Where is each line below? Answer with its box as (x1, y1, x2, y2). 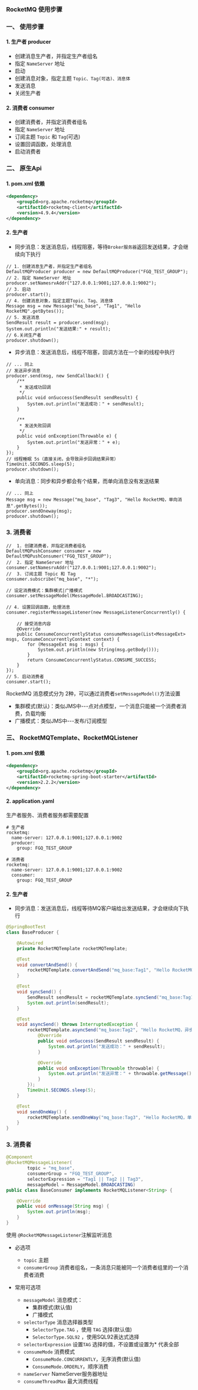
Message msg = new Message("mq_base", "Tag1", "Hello (6, 303, 141, 309)
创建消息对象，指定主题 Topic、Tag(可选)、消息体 (14, 75, 131, 82)
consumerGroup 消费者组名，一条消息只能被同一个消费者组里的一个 (23, 1263, 184, 1271)
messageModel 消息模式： (23, 1296, 83, 1303)
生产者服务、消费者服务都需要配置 (6, 811, 89, 818)
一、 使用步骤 (6, 22, 44, 31)
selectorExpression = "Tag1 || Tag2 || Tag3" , (27, 1176, 144, 1182)
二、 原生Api (6, 164, 42, 173)
